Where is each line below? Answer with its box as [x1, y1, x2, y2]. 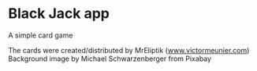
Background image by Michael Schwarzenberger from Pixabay [8, 54, 211, 63]
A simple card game [8, 30, 73, 40]
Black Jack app [8, 5, 110, 23]
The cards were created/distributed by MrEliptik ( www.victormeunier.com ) [8, 45, 250, 55]
